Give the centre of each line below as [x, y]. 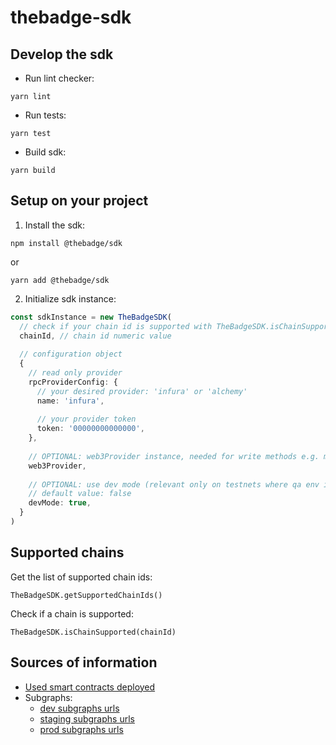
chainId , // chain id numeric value [95, 336]
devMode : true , [60, 503]
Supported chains [67, 552]
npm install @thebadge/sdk [66, 243]
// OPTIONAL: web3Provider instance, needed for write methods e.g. [174, 456]
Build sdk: [45, 152]
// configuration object [71, 354]
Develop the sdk [62, 54]
